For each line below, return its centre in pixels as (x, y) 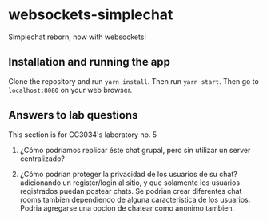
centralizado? (42, 159)
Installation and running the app (89, 62)
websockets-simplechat (91, 15)
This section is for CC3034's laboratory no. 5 (83, 135)
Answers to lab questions (73, 115)
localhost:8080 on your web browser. (70, 90)
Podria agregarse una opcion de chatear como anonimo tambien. (127, 208)
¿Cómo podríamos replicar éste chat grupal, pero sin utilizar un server (135, 150)
